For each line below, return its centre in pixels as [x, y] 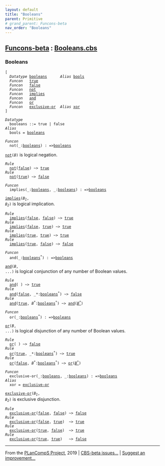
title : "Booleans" [24, 14]
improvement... [20, 458]
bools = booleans [27, 133]
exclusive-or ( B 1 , [23, 394]
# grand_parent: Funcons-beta [36, 23]
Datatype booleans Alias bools [47, 76]
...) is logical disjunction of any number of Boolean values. [66, 331]
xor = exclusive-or [29, 385]
